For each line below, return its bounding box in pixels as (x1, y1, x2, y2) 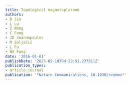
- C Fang (5, 30, 24, 35)
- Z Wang (5, 26, 24, 31)
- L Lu (5, 21, 19, 26)
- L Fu (5, 44, 19, 49)
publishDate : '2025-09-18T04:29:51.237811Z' (5, 58, 100, 63)
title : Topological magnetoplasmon (5, 7, 80, 12)
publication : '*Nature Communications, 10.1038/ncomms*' (5, 72, 127, 77)
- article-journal (5, 68, 44, 73)
